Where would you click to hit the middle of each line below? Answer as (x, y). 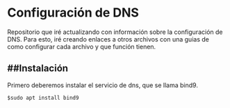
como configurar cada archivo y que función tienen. (82, 46)
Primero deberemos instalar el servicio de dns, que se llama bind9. (102, 85)
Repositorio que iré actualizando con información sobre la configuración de (115, 32)
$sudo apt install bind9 (43, 98)
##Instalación (38, 68)
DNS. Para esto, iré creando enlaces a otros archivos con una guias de (108, 39)
